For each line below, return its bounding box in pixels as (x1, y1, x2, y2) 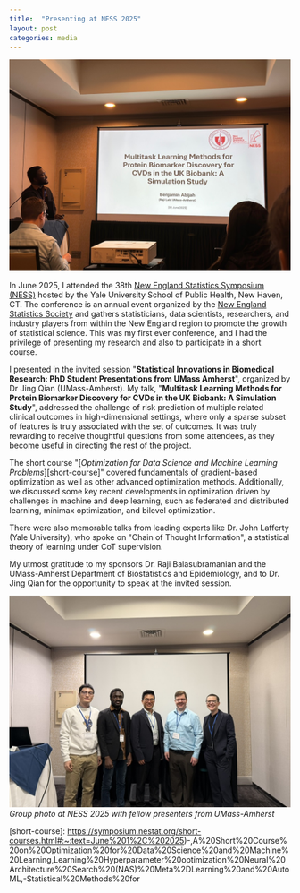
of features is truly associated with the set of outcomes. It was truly (9, 421, 257, 432)
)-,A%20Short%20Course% (184, 836, 287, 846)
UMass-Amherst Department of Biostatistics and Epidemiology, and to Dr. (9, 569, 279, 580)
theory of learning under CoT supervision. (9, 542, 163, 553)
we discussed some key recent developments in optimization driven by (9, 486, 271, 497)
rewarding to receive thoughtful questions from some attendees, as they (9, 431, 275, 442)
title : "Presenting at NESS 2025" (9, 14, 142, 23)
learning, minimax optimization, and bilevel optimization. (9, 505, 216, 516)
